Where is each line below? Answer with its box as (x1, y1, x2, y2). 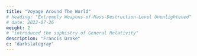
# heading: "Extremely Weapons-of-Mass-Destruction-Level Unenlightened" (6, 14, 192, 20)
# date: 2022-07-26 (6, 19, 54, 25)
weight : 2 (6, 24, 31, 31)
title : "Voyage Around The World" (6, 8, 92, 15)
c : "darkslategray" (6, 41, 54, 47)
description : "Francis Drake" (6, 36, 81, 41)
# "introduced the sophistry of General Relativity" (6, 30, 139, 36)
